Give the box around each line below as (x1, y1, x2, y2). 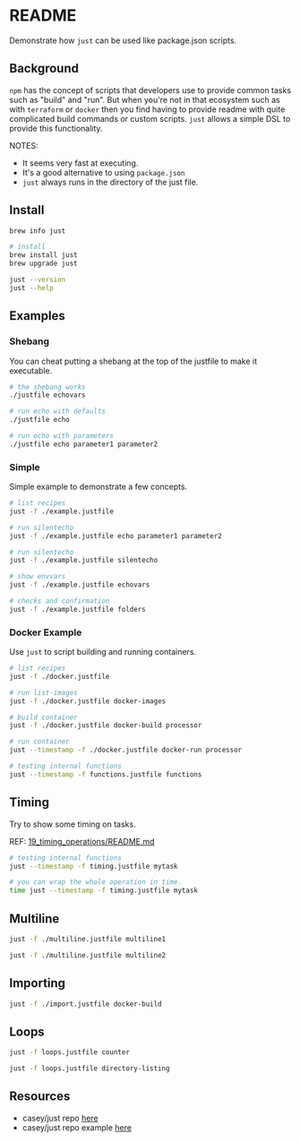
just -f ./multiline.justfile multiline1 (9, 934, 167, 943)
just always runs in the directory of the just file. (21, 176, 199, 187)
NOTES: (9, 140, 39, 150)
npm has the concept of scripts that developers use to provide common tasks (9, 84, 292, 95)
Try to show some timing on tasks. (9, 819, 136, 829)
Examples (9, 308, 65, 323)
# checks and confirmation (9, 597, 110, 605)
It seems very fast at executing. (21, 158, 139, 168)
